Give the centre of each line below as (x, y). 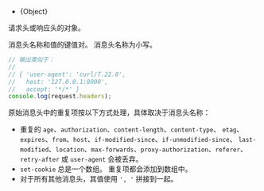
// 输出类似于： (31, 59)
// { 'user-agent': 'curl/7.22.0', (67, 74)
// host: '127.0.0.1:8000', (58, 82)
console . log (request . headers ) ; (60, 97)
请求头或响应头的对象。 (47, 28)
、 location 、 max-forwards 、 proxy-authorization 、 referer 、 (148, 149)
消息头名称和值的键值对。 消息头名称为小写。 (82, 44)
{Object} (34, 11)
